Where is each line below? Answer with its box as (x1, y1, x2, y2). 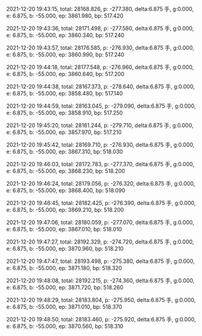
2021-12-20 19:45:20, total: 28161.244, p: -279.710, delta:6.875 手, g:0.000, (6, 122, 193, 129)
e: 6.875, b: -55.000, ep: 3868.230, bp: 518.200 (6, 167, 125, 175)
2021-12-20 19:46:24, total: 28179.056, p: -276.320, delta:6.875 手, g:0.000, (6, 180, 195, 187)
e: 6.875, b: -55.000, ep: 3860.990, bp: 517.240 (6, 51, 125, 58)
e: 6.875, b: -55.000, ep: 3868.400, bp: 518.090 (6, 187, 126, 194)
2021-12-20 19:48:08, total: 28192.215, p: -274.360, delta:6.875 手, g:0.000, (6, 277, 195, 284)
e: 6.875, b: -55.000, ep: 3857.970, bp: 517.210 (6, 128, 122, 136)
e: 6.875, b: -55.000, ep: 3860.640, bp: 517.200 (6, 71, 125, 77)
